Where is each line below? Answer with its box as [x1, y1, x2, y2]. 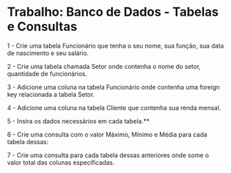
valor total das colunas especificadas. [7, 158, 115, 166]
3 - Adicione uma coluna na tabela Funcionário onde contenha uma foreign [7, 83, 221, 91]
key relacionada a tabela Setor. [7, 90, 95, 99]
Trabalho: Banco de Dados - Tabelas [7, 4, 219, 20]
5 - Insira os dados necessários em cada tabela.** [7, 116, 150, 125]
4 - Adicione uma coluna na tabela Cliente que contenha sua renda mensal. [7, 103, 221, 112]
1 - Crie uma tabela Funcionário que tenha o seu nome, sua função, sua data [7, 41, 224, 50]
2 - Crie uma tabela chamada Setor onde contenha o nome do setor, [7, 62, 201, 70]
